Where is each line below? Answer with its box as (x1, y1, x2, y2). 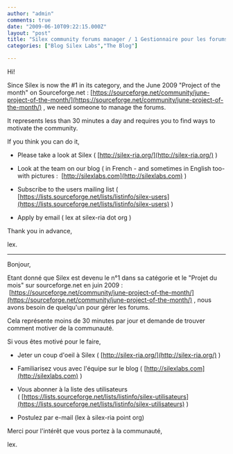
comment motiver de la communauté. (7, 324, 114, 332)
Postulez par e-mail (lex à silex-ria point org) (17, 414, 144, 421)
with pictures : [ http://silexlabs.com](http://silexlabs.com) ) (17, 171, 187, 180)
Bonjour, (7, 260, 31, 268)
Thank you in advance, (7, 227, 73, 235)
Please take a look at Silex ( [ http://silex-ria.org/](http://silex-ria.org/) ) (17, 151, 218, 159)
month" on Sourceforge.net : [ (7, 88, 93, 96)
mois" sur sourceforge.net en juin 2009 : (7, 281, 123, 289)
